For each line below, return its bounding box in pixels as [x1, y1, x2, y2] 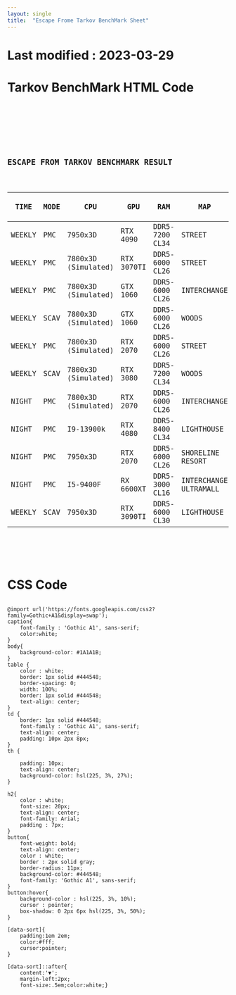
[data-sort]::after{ [7, 963, 68, 970]
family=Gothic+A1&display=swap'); [7, 612, 109, 620]
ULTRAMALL [181, 484, 220, 494]
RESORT [181, 456, 207, 465]
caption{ [7, 618, 33, 625]
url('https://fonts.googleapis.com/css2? [32, 606, 156, 613]
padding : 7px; [20, 822, 65, 829]
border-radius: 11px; [20, 865, 83, 872]
